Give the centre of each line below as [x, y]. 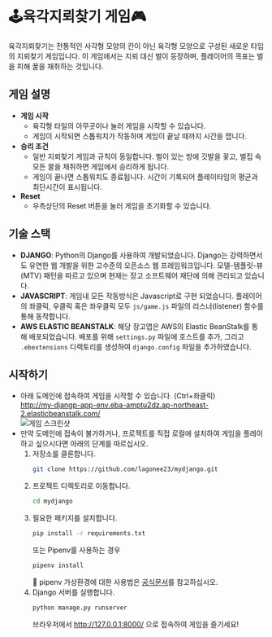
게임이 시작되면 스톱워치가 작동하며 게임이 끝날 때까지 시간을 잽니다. [140, 136]
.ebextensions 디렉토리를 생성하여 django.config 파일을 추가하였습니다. [136, 346]
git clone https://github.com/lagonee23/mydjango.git [125, 469]
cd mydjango [52, 502]
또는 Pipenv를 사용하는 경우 [76, 550]
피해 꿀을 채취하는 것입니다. [60, 66]
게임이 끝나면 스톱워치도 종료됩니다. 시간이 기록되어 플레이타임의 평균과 [145, 177]
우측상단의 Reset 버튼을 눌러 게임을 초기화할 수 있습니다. [122, 205]
